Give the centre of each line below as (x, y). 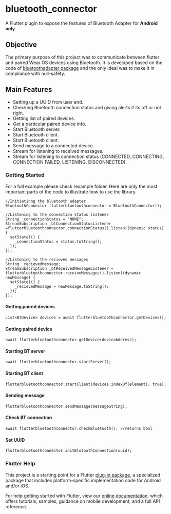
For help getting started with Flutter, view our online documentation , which (84, 496)
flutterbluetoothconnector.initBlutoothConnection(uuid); (69, 451)
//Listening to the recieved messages (47, 260)
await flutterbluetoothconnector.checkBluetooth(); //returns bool (79, 429)
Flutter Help (20, 464)
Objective (21, 45)
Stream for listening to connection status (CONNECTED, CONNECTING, (88, 156)
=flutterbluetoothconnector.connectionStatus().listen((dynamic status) (85, 228)
